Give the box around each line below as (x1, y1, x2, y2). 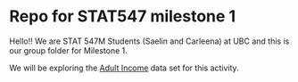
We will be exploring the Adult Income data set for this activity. (9, 62, 239, 73)
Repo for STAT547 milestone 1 (9, 6, 236, 27)
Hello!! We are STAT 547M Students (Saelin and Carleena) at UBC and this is (9, 36, 290, 46)
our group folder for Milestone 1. (9, 45, 128, 55)
